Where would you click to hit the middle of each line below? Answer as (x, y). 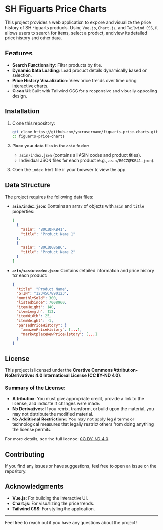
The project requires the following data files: (49, 197)
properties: (23, 211)
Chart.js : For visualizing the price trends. (53, 503)
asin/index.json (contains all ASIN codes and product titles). (80, 155)
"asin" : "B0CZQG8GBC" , (44, 247)
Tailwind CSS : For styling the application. (53, 508)
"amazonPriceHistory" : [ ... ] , (51, 329)
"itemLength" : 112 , (36, 312)
